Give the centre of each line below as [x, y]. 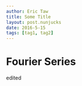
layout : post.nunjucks [34, 22]
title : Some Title [28, 17]
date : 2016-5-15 [26, 28]
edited [14, 78]
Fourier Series [41, 62]
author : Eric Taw [27, 11]
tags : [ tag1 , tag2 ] [30, 33]
